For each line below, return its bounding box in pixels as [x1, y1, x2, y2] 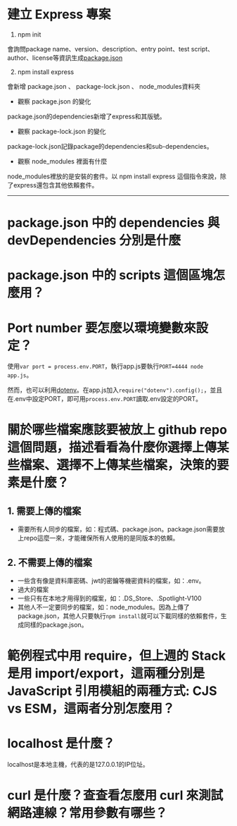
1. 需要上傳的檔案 [7, 505, 82, 517]
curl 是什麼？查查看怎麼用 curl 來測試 [7, 787, 224, 803]
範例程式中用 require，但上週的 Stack [7, 648, 226, 664]
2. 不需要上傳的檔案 [7, 556, 93, 568]
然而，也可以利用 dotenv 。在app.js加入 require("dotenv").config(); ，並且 [7, 386, 223, 395]
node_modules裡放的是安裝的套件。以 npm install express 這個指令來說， [7, 172, 220, 180]
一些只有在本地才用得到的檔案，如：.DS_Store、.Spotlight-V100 [17, 594, 202, 603]
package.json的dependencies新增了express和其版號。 [7, 112, 167, 121]
